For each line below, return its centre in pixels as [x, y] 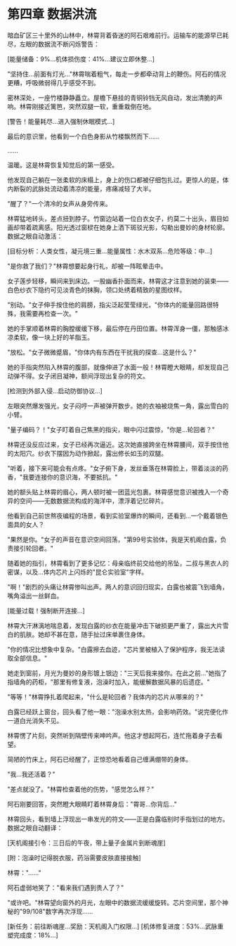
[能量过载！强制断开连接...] [46, 611]
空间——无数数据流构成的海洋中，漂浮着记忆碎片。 [93, 501]
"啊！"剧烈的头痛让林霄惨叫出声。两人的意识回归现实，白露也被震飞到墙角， [118, 587]
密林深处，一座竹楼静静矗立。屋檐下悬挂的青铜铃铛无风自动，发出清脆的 [112, 97]
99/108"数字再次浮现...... [58, 911]
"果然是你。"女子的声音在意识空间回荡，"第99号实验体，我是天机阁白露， [114, 539]
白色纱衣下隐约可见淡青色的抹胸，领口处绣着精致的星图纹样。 [97, 290]
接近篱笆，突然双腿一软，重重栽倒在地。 [96, 106]
